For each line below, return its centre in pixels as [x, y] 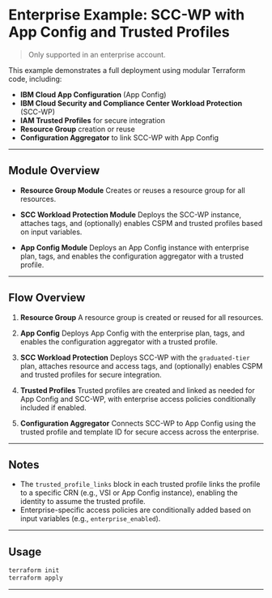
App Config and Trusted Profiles [119, 32]
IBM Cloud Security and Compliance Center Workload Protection [131, 103]
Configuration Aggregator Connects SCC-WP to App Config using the [138, 423]
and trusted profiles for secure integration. [91, 374]
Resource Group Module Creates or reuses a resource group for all [132, 190]
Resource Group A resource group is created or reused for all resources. [142, 317]
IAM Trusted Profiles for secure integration [93, 120]
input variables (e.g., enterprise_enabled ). [90, 519]
